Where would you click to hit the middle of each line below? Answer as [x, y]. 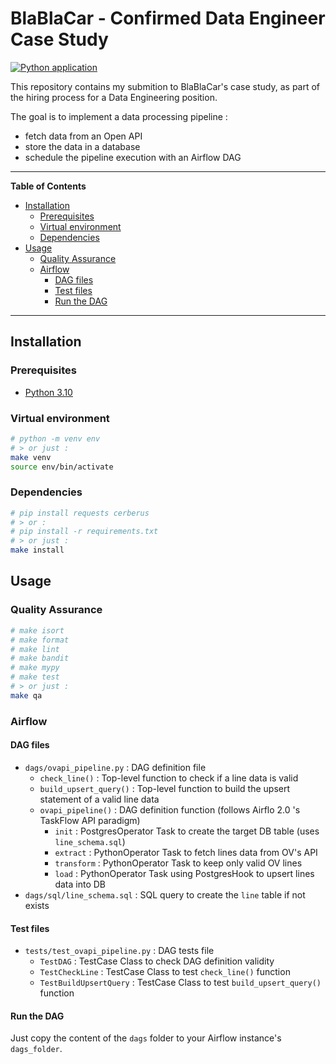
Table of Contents [48, 186]
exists [37, 905]
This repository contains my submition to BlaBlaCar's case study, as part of [165, 86]
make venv [31, 457]
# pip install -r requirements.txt [84, 532]
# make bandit [40, 658]
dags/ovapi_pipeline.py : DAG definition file [115, 767]
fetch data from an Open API [83, 136]
